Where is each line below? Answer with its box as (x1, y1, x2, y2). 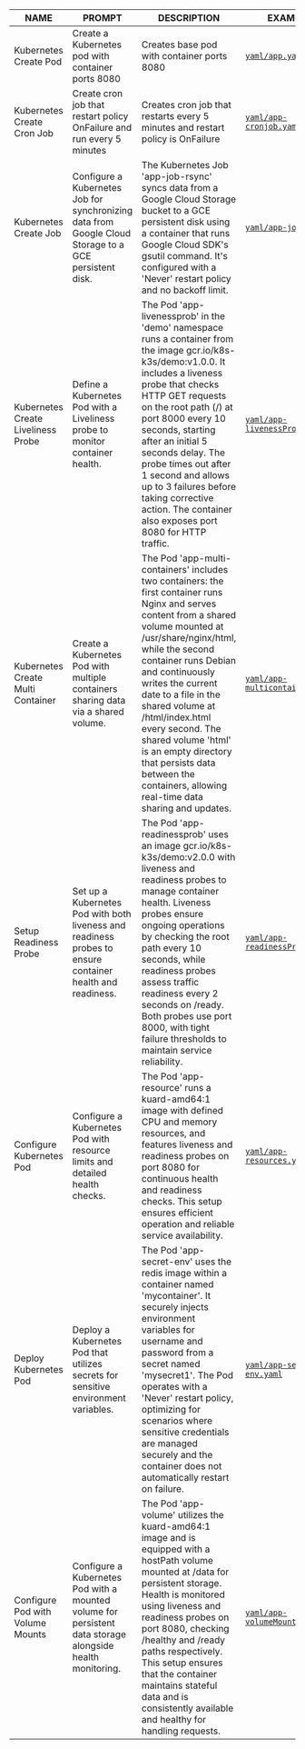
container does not (141, 1460, 222, 1472)
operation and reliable (141, 1218, 235, 1230)
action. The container (141, 504, 233, 515)
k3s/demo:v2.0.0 (141, 851, 215, 863)
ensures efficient (141, 1206, 213, 1219)
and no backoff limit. (141, 284, 229, 296)
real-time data (141, 791, 204, 803)
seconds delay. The (141, 446, 225, 458)
